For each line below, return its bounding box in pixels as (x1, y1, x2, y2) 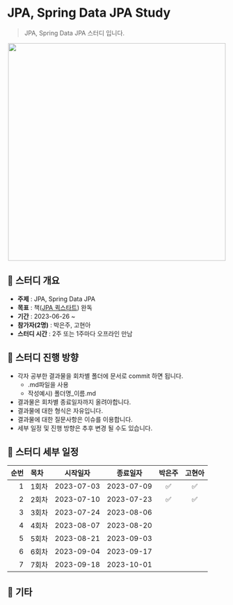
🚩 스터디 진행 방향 (7, 352, 79, 363)
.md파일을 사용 (27, 380, 69, 388)
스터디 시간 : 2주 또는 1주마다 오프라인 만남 (17, 329, 133, 338)
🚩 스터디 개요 (7, 275, 61, 287)
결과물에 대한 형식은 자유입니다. (17, 406, 103, 415)
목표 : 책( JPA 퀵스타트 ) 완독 (17, 303, 93, 311)
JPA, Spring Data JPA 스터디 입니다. (24, 29, 125, 37)
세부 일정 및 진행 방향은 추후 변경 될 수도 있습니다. (17, 423, 153, 432)
